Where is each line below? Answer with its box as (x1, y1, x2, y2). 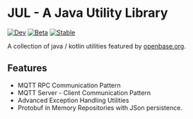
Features (7, 62, 47, 75)
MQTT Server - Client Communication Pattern (17, 88, 151, 96)
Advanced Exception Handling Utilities (17, 96, 129, 104)
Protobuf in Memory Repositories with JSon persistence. (17, 104, 182, 112)
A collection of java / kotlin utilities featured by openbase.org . (7, 42, 186, 50)
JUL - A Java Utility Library (7, 5, 168, 21)
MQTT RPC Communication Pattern (17, 81, 122, 89)
